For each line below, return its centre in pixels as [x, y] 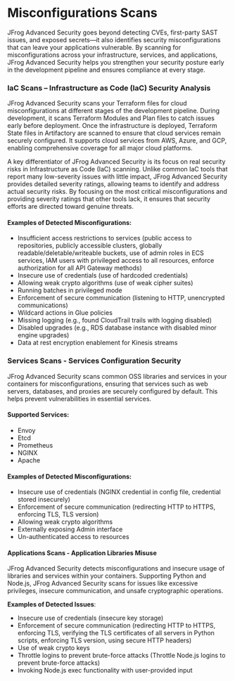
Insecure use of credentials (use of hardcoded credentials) [103, 275]
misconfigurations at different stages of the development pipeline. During [114, 111]
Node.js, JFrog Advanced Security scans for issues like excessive [103, 583]
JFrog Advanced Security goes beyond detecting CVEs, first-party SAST [113, 32]
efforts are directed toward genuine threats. [70, 207]
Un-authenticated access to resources [73, 537]
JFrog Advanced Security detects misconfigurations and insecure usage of [116, 569]
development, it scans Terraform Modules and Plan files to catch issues [111, 118]
